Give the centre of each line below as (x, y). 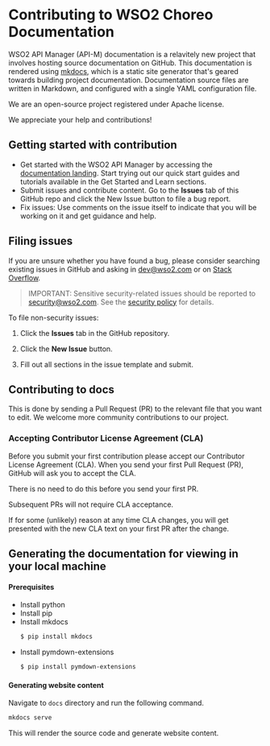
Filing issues (41, 241)
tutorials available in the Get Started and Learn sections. (113, 181)
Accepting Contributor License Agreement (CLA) (106, 438)
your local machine (57, 567)
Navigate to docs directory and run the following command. (106, 703)
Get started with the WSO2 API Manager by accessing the (116, 164)
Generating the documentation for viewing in (124, 554)
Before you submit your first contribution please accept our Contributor (127, 456)
